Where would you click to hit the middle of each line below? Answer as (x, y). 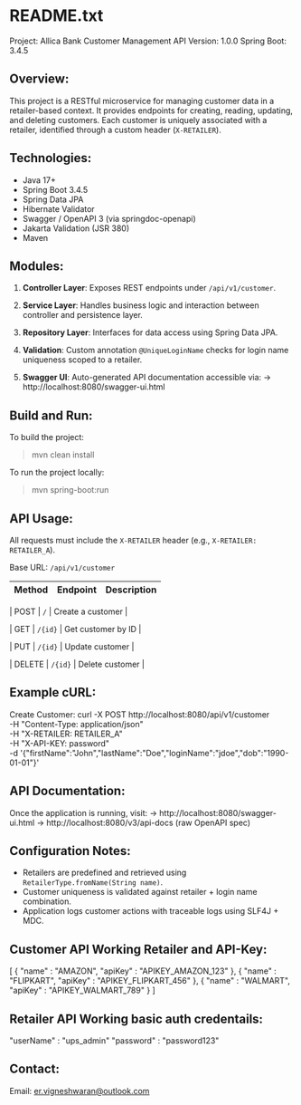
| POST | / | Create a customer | (69, 611)
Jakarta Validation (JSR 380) (76, 228)
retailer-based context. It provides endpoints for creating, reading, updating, (151, 110)
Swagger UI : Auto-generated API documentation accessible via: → (146, 378)
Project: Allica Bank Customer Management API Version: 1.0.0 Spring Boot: (148, 41)
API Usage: (42, 519)
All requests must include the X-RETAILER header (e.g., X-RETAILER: (133, 540)
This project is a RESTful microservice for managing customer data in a (142, 101)
